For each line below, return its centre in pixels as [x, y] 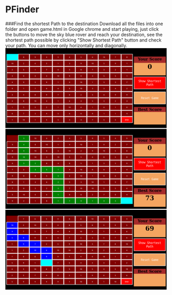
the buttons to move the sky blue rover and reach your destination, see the [84, 34]
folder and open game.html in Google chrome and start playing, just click [82, 29]
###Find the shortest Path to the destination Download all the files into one [84, 24]
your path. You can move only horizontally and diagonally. [66, 45]
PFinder [22, 9]
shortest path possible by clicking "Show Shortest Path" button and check [83, 40]
